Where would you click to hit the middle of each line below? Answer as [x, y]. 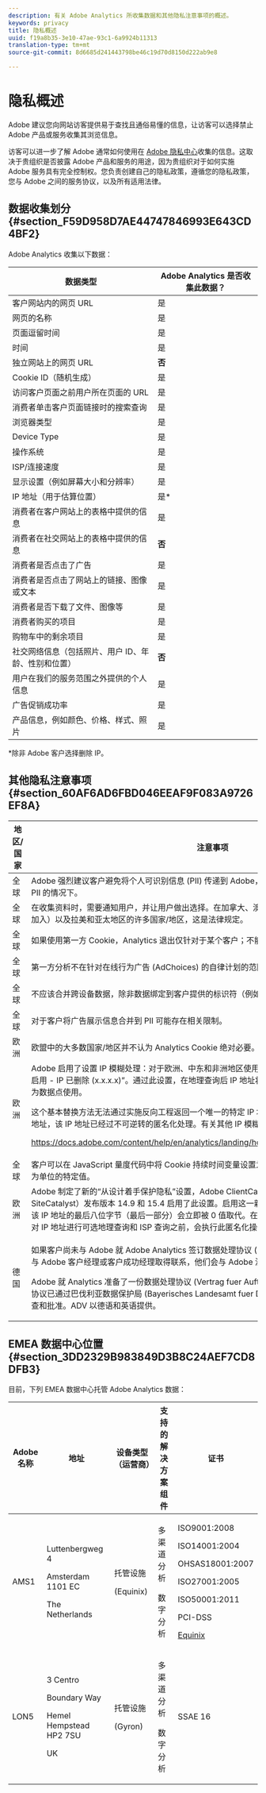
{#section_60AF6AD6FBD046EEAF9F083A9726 [131, 794]
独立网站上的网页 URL [53, 362]
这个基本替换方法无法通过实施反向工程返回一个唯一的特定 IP [143, 1112]
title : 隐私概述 [32, 30]
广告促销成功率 [40, 705]
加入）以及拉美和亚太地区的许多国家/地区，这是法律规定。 [139, 920]
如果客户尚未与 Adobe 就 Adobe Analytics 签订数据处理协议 [142, 1250]
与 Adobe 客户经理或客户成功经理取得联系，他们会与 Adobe [142, 1262]
